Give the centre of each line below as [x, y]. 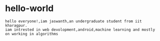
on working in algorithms [32, 34]
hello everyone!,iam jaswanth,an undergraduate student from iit [73, 21]
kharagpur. [16, 25]
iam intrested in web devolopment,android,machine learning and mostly [80, 29]
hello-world [30, 8]
